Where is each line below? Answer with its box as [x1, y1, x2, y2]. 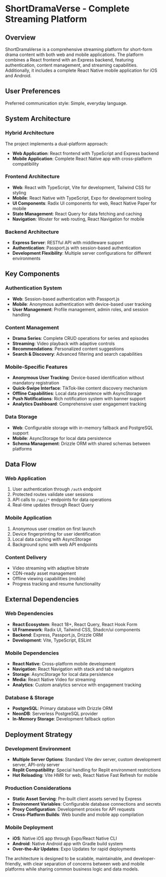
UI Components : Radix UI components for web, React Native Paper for [12, 200, 157, 206]
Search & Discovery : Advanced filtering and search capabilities [12, 351, 143, 357]
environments [12, 256, 41, 262]
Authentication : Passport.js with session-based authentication [12, 245, 141, 251]
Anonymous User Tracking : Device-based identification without [12, 375, 144, 381]
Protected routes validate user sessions [12, 492, 93, 497]
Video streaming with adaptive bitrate [12, 565, 89, 571]
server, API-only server [12, 762, 60, 767]
